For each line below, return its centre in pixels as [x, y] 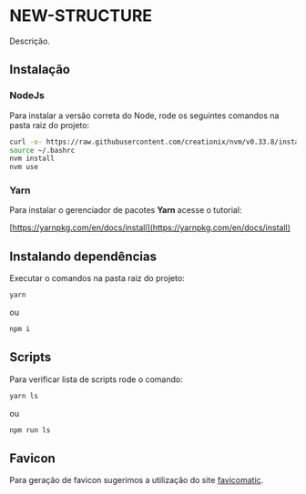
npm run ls [30, 430]
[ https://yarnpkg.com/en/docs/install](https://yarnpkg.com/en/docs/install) [150, 227]
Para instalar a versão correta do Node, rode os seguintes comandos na [144, 116]
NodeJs [27, 96]
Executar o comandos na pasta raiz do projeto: [97, 278]
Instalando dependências [83, 256]
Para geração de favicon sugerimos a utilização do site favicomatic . [137, 480]
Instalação [40, 70]
